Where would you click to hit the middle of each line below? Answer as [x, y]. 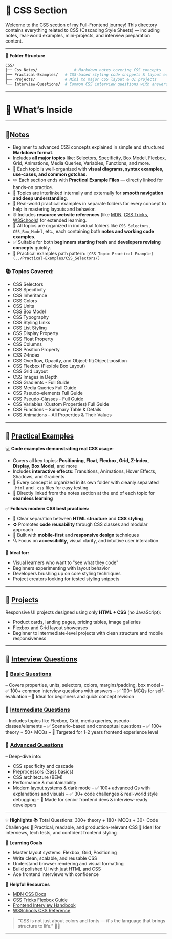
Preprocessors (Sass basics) [43, 772]
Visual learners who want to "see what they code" [66, 562]
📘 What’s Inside [39, 109]
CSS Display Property [36, 333]
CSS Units [23, 306]
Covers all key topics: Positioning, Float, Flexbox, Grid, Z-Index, [81, 461]
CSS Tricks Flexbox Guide [40, 900]
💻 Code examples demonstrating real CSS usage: [60, 449]
